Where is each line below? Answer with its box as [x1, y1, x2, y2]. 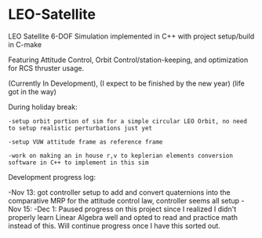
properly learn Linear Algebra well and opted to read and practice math [8, 212, 238, 222]
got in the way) [8, 86, 57, 96]
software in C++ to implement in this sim [8, 159, 149, 167]
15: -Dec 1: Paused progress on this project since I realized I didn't [23, 204, 237, 214]
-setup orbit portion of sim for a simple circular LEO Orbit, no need [8, 117, 247, 125]
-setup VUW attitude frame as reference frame [8, 137, 163, 146]
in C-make [8, 39, 42, 49]
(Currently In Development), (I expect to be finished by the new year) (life [8, 79, 245, 88]
